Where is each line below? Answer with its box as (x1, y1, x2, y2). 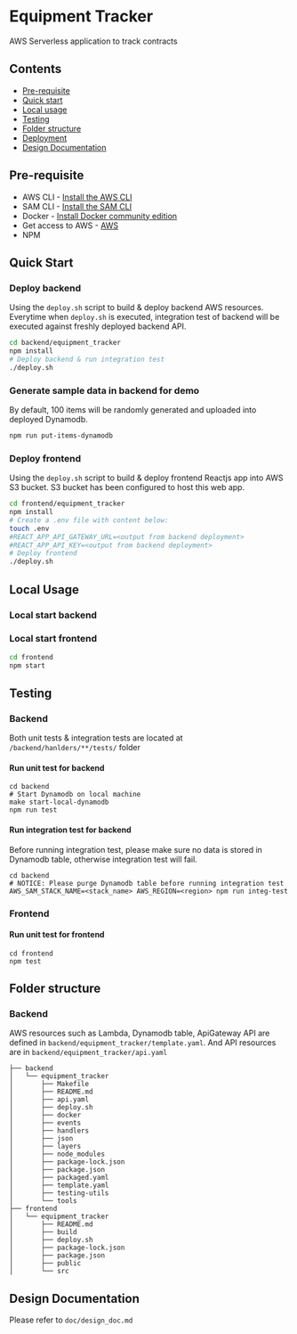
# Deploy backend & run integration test (9, 355, 165, 364)
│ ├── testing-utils (9, 1189, 109, 1198)
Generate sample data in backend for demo (9, 384, 200, 397)
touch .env (9, 524, 50, 533)
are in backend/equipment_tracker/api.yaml (9, 1047, 168, 1058)
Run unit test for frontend (9, 929, 105, 940)
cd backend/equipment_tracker (9, 339, 122, 348)
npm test (9, 956, 42, 966)
